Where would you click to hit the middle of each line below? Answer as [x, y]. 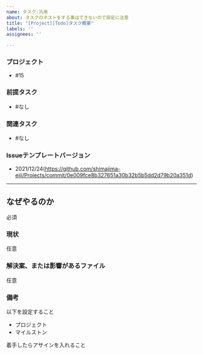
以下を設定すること [30, 312]
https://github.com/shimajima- [83, 169]
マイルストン [31, 332]
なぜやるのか [30, 201]
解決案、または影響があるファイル [56, 266]
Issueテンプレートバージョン [48, 155]
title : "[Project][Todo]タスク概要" [50, 23]
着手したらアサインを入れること [46, 345]
